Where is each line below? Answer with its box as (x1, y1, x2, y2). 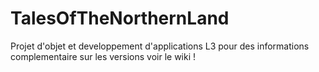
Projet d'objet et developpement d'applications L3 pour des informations (10, 40, 310, 52)
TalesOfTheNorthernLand (10, 7, 230, 30)
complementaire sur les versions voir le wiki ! (10, 50, 197, 62)
